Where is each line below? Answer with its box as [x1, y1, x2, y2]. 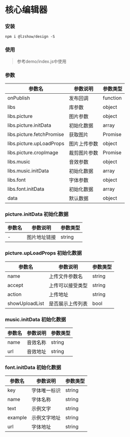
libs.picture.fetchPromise [7, 131, 64, 138]
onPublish [7, 95, 30, 101]
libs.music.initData [7, 168, 49, 174]
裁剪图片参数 [69, 150, 98, 156]
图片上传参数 [69, 140, 98, 147]
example [7, 414, 27, 421]
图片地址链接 [27, 234, 57, 241]
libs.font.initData [7, 185, 44, 192]
